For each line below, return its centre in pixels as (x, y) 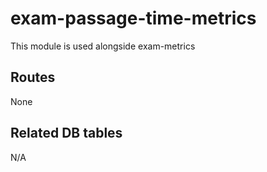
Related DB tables (66, 133)
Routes (33, 77)
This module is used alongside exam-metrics (103, 46)
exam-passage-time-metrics (133, 18)
